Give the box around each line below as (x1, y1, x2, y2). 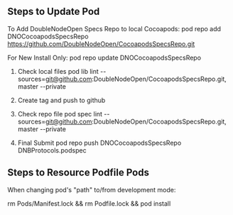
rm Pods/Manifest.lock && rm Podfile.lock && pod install (7, 199, 171, 208)
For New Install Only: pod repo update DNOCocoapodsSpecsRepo (7, 53, 201, 62)
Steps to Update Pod (7, 6, 100, 18)
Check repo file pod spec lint (17, 109, 103, 118)
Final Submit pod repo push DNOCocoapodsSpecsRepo (17, 138, 182, 147)
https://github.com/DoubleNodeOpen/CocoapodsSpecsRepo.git (7, 39, 195, 48)
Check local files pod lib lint (17, 67, 99, 75)
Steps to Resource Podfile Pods (7, 167, 149, 179)
